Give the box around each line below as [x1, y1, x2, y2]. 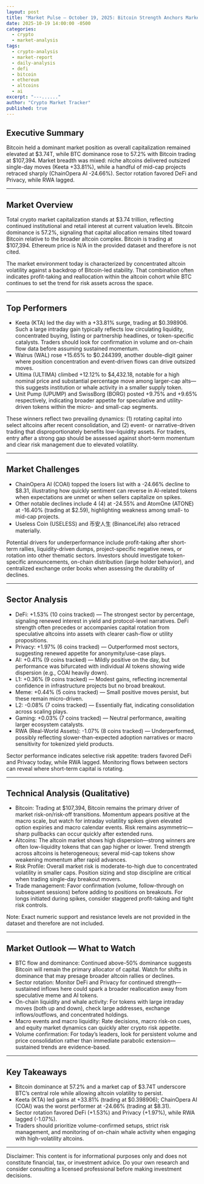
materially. [15, 526, 41, 534]
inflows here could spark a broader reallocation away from [41, 985, 188, 993]
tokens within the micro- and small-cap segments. [32, 403, 158, 410]
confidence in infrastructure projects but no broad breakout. [15, 682, 166, 689]
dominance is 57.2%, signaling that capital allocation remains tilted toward [6, 229, 191, 236]
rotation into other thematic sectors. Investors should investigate [6, 551, 168, 559]
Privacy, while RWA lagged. [6, 176, 75, 183]
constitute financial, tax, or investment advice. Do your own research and [6, 1159, 189, 1166]
